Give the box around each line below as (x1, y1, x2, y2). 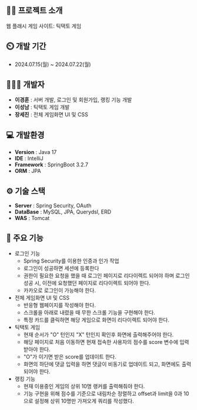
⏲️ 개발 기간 (6, 41, 46, 51)
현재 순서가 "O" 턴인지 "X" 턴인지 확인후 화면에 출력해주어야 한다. (23, 331, 174, 338)
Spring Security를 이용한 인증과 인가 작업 (23, 257, 119, 264)
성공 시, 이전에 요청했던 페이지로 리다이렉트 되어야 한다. (23, 279, 151, 286)
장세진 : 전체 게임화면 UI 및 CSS (14, 111, 88, 118)
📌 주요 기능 (6, 233, 44, 243)
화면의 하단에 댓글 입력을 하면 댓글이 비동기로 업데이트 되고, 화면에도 (23, 360, 181, 368)
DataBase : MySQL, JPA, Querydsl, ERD (14, 208, 112, 215)
